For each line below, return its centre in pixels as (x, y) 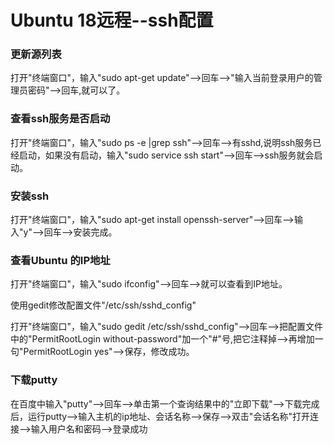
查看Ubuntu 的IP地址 (60, 260)
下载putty (34, 380)
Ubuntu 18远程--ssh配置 (112, 20)
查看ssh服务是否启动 (60, 119)
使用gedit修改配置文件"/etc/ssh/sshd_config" (103, 305)
